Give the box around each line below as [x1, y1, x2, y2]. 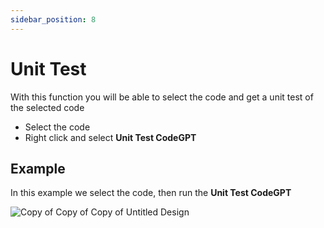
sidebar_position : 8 [10, 14, 97, 25]
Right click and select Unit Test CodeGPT [24, 131, 197, 143]
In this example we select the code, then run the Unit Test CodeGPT [10, 187, 292, 199]
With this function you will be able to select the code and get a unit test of [10, 91, 314, 103]
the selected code [10, 101, 85, 113]
